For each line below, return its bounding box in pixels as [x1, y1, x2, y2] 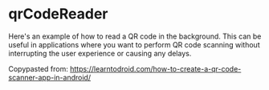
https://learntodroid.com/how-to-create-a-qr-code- [69, 63, 242, 73]
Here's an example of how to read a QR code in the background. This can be [8, 31, 262, 41]
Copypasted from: [8, 63, 68, 73]
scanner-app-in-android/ [8, 72, 91, 82]
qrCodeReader [8, 5, 108, 23]
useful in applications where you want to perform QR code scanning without [8, 39, 260, 49]
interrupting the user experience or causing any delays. [8, 48, 192, 58]
